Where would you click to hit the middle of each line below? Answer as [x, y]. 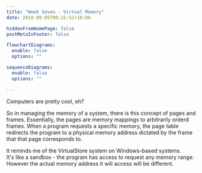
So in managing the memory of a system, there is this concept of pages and [101, 113]
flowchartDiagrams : [31, 45]
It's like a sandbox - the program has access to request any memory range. [100, 157]
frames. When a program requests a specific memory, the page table [93, 126]
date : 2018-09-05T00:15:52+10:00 [49, 18]
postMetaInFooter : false [38, 34]
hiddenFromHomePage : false [40, 29]
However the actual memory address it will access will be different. [90, 163]
